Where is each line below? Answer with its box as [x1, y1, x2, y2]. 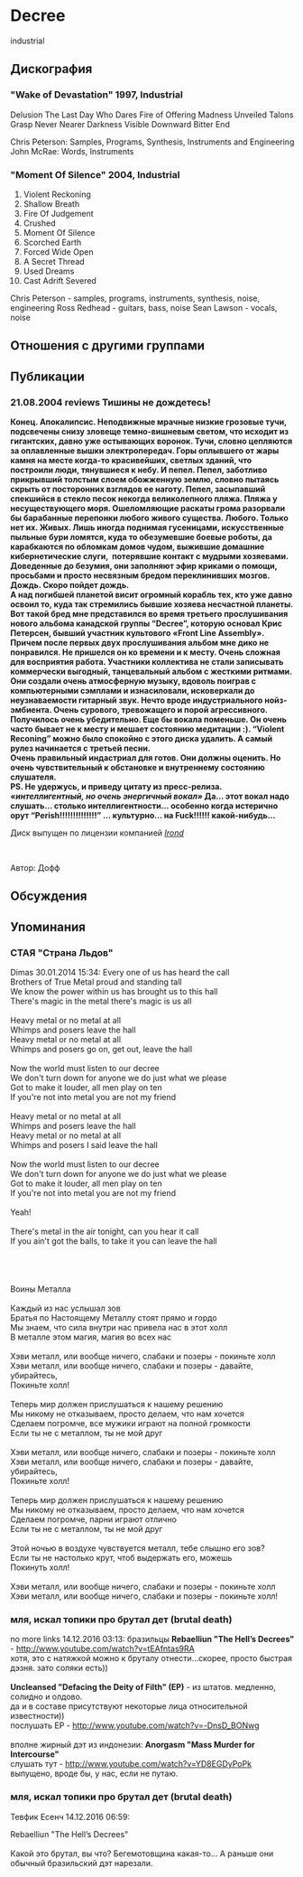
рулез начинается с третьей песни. [10, 742, 151, 753]
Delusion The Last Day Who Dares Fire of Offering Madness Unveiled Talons [10, 109, 294, 120]
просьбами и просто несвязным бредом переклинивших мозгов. [10, 570, 271, 581]
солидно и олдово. [10, 1691, 83, 1703]
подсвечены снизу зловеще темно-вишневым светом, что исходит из [10, 426, 289, 436]
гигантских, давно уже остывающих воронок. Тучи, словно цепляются [10, 435, 293, 446]
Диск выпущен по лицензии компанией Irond [10, 827, 184, 838]
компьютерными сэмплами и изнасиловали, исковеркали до [10, 686, 255, 696]
